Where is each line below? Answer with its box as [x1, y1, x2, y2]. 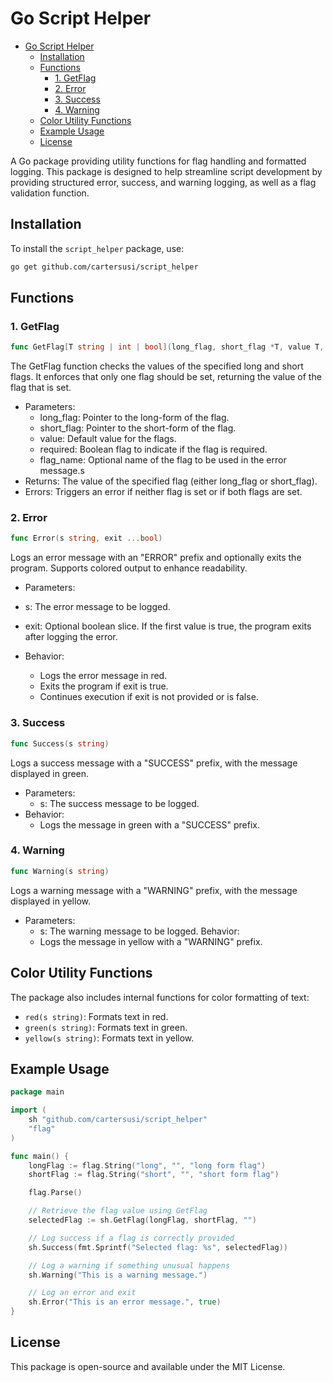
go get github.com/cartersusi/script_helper [10, 262, 199, 272]
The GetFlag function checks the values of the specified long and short [10, 360, 304, 372]
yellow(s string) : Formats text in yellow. [24, 1032, 195, 1044]
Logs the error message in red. [39, 670, 168, 682]
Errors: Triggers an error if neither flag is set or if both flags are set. [24, 486, 303, 498]
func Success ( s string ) [10, 738, 110, 749]
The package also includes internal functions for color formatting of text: [10, 991, 310, 1003]
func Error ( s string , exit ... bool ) [10, 533, 163, 544]
